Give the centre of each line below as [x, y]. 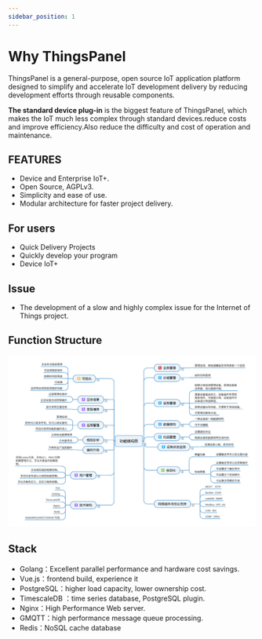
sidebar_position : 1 [42, 16]
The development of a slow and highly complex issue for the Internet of [135, 307]
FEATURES [35, 160]
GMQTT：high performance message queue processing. [111, 618]
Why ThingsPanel [67, 56]
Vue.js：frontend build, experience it [79, 579]
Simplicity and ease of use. [63, 195]
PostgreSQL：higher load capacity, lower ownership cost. [113, 588]
